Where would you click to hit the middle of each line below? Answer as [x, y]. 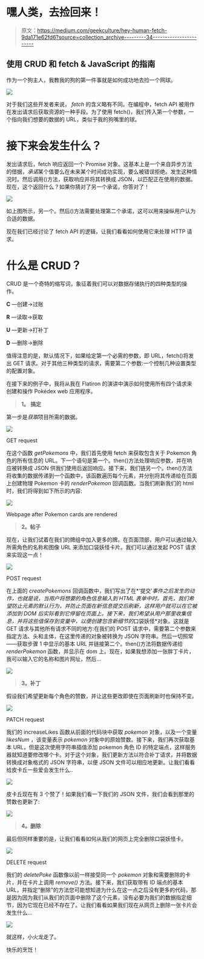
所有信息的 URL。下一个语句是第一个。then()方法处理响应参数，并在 [102, 460]
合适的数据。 [22, 218]
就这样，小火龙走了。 [33, 937]
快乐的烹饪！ [22, 949]
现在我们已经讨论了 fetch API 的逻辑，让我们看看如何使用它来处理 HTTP [96, 231]
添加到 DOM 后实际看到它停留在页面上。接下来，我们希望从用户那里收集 [96, 613]
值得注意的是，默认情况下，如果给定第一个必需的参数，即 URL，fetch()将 [97, 356]
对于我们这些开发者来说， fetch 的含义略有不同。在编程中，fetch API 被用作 [100, 104]
